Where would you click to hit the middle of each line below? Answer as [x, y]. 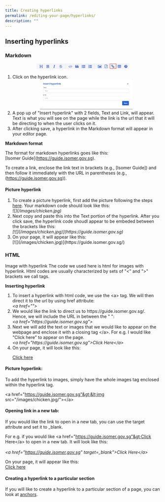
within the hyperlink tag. [30, 385]
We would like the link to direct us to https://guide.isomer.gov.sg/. [79, 311]
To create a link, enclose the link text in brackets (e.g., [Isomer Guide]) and [81, 168]
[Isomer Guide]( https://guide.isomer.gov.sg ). [50, 158]
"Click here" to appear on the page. [48, 337]
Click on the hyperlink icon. [40, 77]
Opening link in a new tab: [32, 411]
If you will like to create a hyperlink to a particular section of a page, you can [82, 489]
